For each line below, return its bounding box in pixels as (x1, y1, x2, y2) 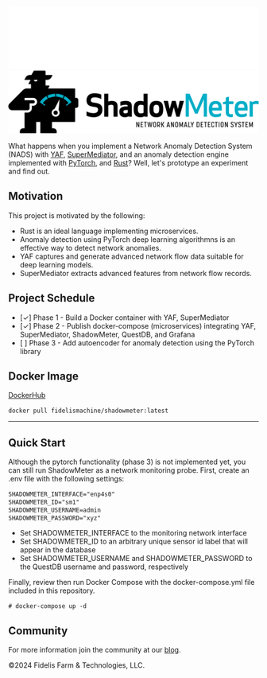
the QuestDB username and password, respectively (19, 562, 189, 571)
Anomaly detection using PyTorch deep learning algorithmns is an (19, 234, 236, 244)
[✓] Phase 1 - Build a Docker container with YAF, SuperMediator (19, 313, 230, 322)
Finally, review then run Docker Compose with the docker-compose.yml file (8, 578, 255, 587)
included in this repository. (8, 586, 95, 595)
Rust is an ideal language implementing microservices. (19, 226, 199, 236)
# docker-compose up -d (8, 602, 87, 610)
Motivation (8, 189, 64, 203)
